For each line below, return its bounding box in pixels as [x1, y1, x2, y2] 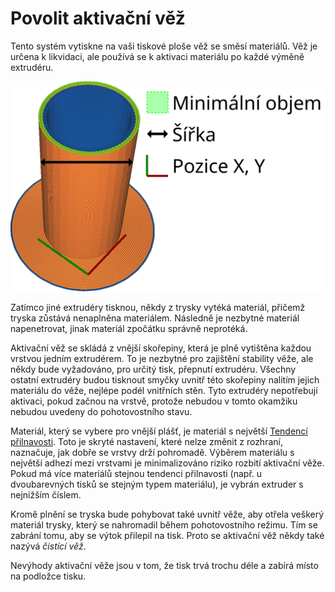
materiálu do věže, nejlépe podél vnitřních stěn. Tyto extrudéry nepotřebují [10, 384, 318, 396]
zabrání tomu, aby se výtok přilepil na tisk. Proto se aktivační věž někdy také [10, 529, 325, 541]
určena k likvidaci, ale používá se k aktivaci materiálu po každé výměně [10, 50, 305, 62]
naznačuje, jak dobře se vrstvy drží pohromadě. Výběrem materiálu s [10, 446, 295, 458]
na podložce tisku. [10, 570, 87, 582]
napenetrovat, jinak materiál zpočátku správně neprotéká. [10, 322, 248, 334]
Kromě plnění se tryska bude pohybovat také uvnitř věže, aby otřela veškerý [10, 508, 325, 520]
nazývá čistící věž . [10, 540, 87, 552]
